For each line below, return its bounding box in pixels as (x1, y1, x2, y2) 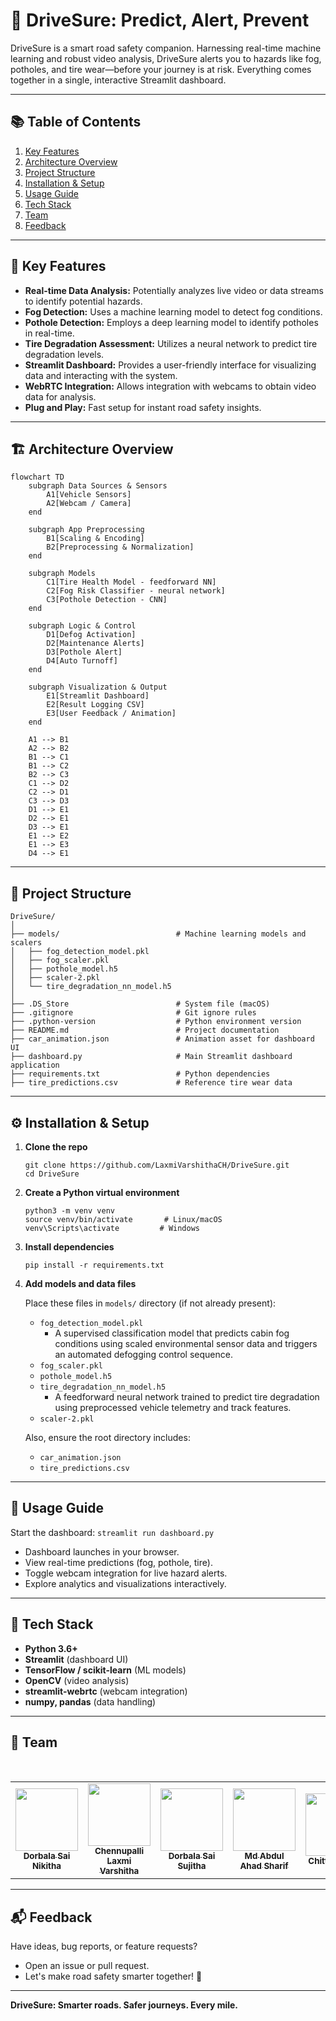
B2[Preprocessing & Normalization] (46, 542, 195, 553)
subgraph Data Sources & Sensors (28, 481, 168, 491)
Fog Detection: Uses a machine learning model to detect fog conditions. (24, 305, 323, 318)
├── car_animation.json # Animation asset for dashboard (10, 1034, 315, 1044)
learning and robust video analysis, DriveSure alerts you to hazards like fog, (10, 52, 322, 64)
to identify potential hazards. (24, 295, 143, 307)
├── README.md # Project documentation (10, 1025, 280, 1036)
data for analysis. (24, 390, 97, 403)
